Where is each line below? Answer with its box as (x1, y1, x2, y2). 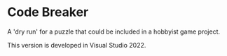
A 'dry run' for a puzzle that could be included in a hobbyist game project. (7, 27, 221, 36)
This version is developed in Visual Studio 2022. (7, 41, 146, 49)
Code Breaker (7, 4, 89, 20)
